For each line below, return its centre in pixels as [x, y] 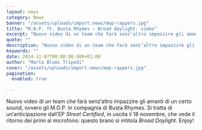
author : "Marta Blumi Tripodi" [45, 62]
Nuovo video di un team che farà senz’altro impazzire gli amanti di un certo [99, 101]
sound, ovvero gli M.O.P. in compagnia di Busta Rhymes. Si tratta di [89, 108]
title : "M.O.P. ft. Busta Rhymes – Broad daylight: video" [82, 29]
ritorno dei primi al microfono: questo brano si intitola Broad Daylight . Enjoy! [100, 120]
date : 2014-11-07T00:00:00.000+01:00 [54, 57]
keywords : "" [23, 51]
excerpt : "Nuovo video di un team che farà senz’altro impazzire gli [95, 34]
